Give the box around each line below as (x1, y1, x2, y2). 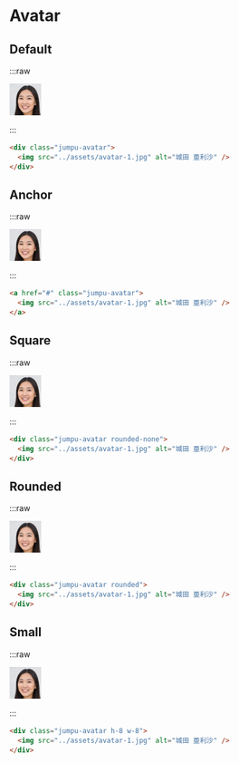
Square (9, 333, 52, 349)
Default (9, 42, 53, 57)
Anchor (9, 188, 53, 203)
